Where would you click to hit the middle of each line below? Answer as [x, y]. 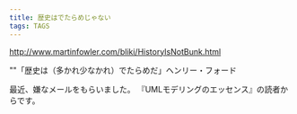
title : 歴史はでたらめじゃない [60, 18]
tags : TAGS [30, 26]
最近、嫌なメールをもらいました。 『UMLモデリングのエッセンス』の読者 [145, 89]
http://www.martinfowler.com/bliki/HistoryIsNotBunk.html [115, 51]
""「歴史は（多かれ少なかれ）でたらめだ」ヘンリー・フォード [123, 70]
